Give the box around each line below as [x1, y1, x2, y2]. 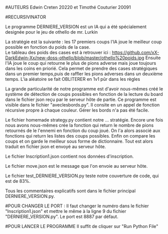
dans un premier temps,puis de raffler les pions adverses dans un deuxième [5, 71, 163, 77]
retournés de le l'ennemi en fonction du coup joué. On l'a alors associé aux [5, 128, 160, 134]
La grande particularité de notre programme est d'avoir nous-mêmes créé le [5, 86, 163, 92]
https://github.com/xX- [112, 50, 159, 55]
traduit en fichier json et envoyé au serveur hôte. [5, 144, 106, 150]
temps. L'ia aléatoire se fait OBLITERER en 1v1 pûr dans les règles [5, 76, 140, 82]
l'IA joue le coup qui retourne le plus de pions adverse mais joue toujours [5, 60, 156, 66]
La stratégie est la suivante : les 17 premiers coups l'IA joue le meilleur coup [5, 39, 162, 45]
